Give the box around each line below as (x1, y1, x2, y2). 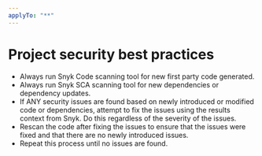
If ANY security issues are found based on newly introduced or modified (19, 96, 254, 106)
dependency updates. (19, 88, 91, 98)
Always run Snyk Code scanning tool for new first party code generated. (19, 72, 255, 81)
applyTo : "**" (8, 11, 55, 20)
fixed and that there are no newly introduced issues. (19, 130, 189, 139)
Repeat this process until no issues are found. (19, 139, 168, 148)
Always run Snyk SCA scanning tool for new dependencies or (19, 80, 219, 89)
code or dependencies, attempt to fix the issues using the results (19, 105, 231, 114)
